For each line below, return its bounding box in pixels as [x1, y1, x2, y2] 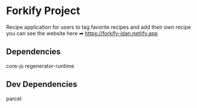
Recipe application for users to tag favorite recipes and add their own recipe [6, 23, 191, 31]
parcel [6, 95, 22, 102]
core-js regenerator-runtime [6, 62, 75, 69]
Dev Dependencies [6, 79, 78, 89]
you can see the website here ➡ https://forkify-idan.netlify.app [6, 29, 158, 36]
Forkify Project [6, 4, 81, 18]
